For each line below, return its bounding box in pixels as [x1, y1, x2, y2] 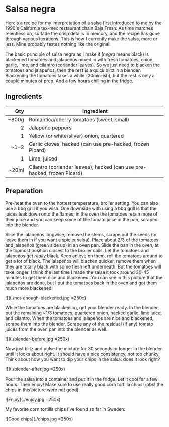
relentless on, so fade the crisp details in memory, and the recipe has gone [5, 30, 160, 36]
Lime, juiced [29, 155, 58, 162]
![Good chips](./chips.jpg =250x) [5, 416, 73, 422]
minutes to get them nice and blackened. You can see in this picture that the [5, 274, 163, 280]
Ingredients [5, 92, 42, 101]
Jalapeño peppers [29, 124, 72, 131]
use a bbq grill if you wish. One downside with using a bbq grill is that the [5, 205, 157, 211]
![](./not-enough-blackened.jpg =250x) [5, 295, 87, 301]
